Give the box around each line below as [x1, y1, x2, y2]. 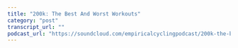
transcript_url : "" [7, 23, 65, 30]
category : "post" [7, 17, 59, 24]
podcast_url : [7, 30, 46, 37]
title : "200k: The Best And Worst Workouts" [7, 10, 141, 18]
